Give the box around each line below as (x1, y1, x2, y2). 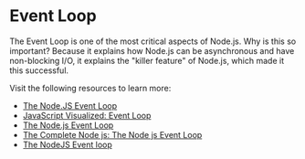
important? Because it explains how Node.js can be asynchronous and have (9, 45, 295, 56)
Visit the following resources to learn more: (9, 82, 172, 93)
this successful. (9, 65, 69, 76)
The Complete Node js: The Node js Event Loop (22, 129, 203, 140)
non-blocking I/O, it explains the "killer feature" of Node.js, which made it (9, 55, 285, 66)
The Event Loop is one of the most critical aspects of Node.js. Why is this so (9, 36, 297, 47)
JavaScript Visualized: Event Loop (22, 110, 152, 121)
